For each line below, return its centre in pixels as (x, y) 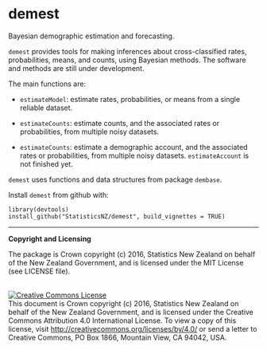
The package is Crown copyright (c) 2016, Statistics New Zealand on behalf (132, 254)
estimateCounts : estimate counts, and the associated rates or (120, 123)
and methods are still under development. (76, 68)
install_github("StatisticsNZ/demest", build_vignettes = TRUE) (117, 216)
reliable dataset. (46, 108)
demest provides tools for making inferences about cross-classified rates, (128, 51)
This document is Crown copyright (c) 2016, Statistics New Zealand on (124, 303)
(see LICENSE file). (39, 271)
